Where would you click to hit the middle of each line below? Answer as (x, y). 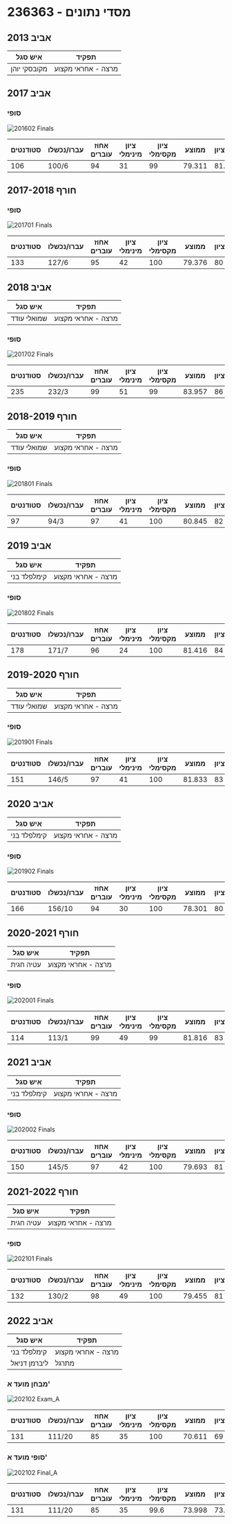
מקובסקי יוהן (29, 69)
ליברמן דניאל (29, 1363)
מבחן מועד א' (29, 1384)
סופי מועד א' (27, 1457)
